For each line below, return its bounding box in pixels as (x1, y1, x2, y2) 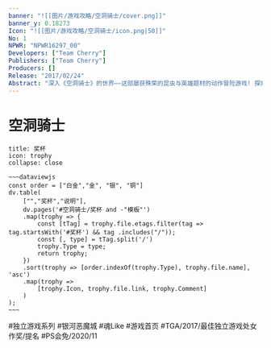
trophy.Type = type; (37, 242, 106, 251)
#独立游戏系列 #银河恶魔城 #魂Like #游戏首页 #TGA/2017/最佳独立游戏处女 (8, 321, 257, 331)
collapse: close (8, 159, 63, 168)
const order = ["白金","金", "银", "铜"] (8, 182, 144, 190)
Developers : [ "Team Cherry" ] (8, 49, 106, 57)
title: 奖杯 (8, 145, 46, 153)
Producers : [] (8, 64, 56, 72)
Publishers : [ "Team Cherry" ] (8, 57, 106, 65)
